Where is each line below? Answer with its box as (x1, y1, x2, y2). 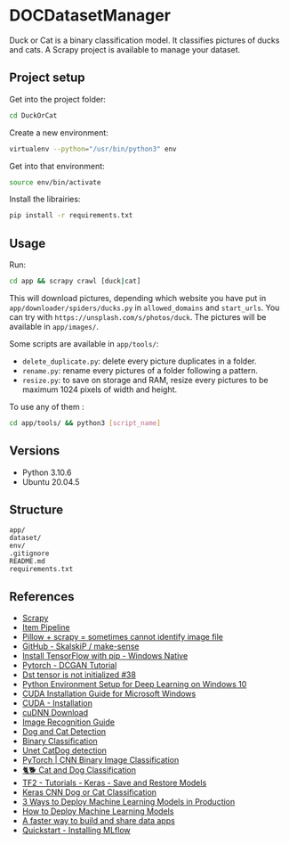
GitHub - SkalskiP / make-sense (21, 641, 140, 651)
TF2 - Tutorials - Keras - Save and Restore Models (21, 777, 207, 789)
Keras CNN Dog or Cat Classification (21, 787, 157, 798)
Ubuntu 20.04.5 (21, 476, 80, 487)
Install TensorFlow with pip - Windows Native (21, 651, 189, 661)
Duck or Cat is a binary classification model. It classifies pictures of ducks (9, 35, 280, 45)
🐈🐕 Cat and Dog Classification (21, 765, 136, 775)
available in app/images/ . (9, 321, 100, 332)
